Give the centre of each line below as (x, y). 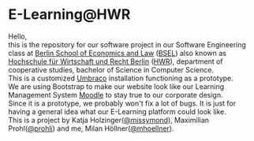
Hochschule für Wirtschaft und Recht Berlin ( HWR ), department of (116, 61)
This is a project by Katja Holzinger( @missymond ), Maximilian (109, 120)
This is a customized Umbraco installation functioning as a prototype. (121, 78)
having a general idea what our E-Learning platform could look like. (117, 111)
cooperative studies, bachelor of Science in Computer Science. (111, 69)
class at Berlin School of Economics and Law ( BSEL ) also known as (117, 53)
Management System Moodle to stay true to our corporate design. (116, 95)
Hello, (18, 36)
